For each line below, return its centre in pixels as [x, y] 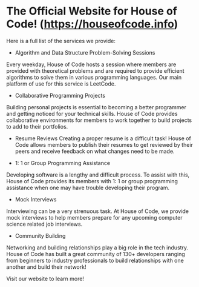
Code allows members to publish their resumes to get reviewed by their [104, 144]
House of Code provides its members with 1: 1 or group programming [92, 181]
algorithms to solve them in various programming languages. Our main [94, 77]
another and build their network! [46, 267]
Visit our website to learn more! [45, 279]
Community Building [40, 235]
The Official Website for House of [92, 11]
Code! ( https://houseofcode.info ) [92, 24]
